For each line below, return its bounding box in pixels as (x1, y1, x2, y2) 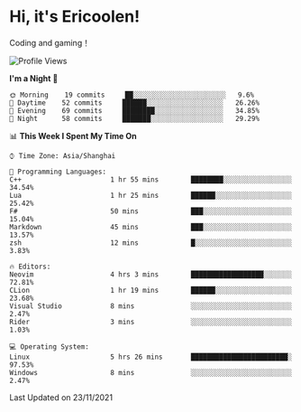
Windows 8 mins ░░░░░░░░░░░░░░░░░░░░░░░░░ (9, 368, 293, 377)
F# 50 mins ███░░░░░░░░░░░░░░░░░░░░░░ (9, 206, 293, 216)
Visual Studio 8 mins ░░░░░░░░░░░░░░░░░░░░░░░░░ (9, 301, 293, 311)
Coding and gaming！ (9, 37, 90, 48)
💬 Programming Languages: (9, 167, 106, 176)
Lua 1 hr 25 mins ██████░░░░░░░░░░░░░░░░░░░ (9, 191, 293, 200)
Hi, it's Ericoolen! (9, 6, 141, 27)
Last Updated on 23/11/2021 (9, 391, 114, 403)
